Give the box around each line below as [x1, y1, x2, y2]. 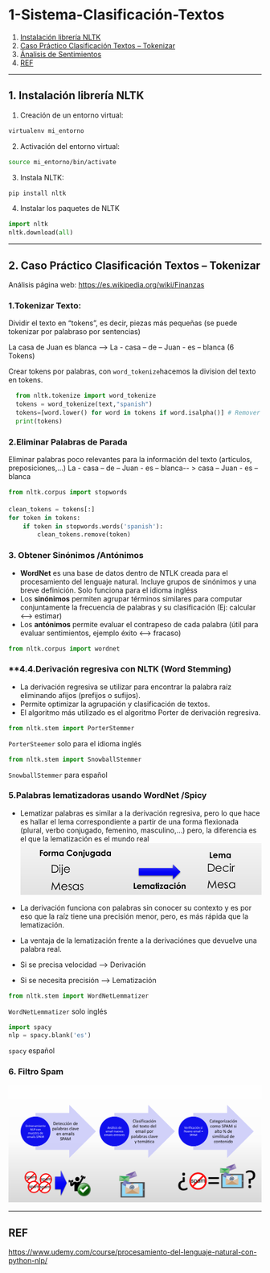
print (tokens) [15, 417, 63, 425]
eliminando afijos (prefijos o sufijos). [19, 690, 141, 700]
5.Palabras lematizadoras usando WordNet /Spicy [8, 790, 207, 801]
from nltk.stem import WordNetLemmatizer [8, 992, 149, 1000]
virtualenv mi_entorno [8, 126, 84, 134]
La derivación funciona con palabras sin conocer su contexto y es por [19, 903, 252, 912]
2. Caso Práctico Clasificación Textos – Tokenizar [8, 258, 261, 272]
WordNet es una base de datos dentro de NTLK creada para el [19, 568, 228, 577]
